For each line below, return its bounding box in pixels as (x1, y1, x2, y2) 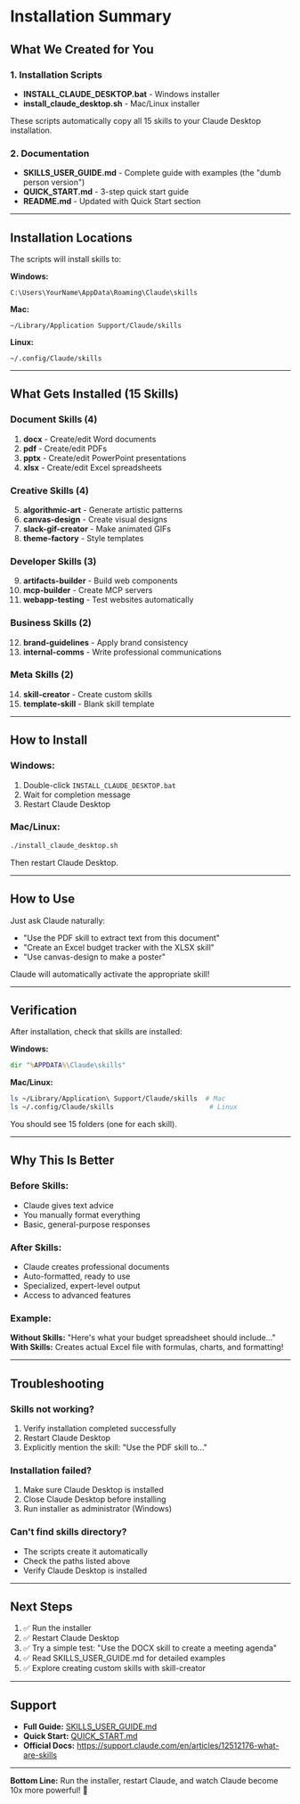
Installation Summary (10, 6, 172, 27)
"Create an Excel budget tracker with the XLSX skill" (22, 942, 215, 952)
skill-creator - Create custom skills (22, 688, 152, 699)
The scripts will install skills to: (10, 253, 122, 264)
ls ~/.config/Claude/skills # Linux (10, 1103, 239, 1112)
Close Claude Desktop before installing (22, 1494, 167, 1504)
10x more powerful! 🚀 (10, 1785, 88, 1796)
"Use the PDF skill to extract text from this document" (22, 932, 221, 943)
